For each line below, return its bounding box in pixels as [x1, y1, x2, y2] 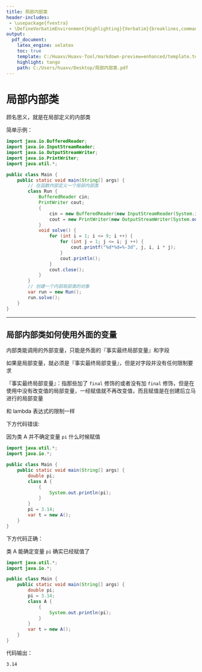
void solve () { [38, 227, 77, 233]
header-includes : [6, 14, 50, 20]
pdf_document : [11, 37, 47, 43]
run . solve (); [28, 294, 61, 301]
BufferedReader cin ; [38, 194, 90, 200]
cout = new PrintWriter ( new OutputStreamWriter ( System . [49, 216, 192, 223]
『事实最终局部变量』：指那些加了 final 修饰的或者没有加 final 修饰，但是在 [6, 380, 195, 387]
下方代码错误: [6, 421, 40, 428]
